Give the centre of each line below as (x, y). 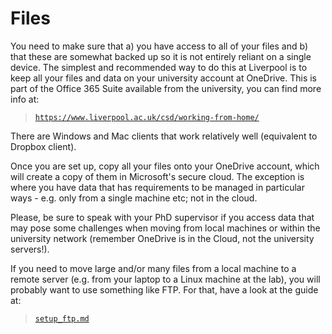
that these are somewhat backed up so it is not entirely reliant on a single (161, 56)
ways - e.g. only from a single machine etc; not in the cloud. (134, 198)
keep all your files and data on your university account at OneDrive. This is (163, 78)
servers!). (30, 249)
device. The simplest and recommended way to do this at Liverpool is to (159, 67)
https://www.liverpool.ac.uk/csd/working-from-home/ (147, 117)
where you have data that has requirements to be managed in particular (157, 187)
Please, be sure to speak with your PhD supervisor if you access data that (162, 217)
